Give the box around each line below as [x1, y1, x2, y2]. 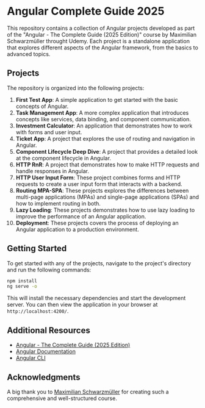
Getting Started [7, 243, 67, 254]
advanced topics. [7, 50, 51, 57]
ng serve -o [7, 284, 37, 290]
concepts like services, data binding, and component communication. [15, 115, 191, 123]
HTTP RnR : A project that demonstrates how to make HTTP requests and [15, 160, 200, 168]
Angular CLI [15, 354, 46, 362]
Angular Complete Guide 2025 [7, 4, 165, 18]
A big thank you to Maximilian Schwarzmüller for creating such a [7, 388, 170, 395]
